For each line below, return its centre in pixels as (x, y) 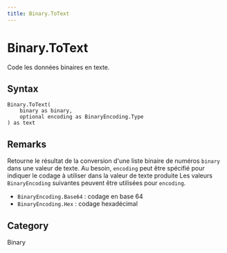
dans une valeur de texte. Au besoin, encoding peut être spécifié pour (106, 168)
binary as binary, (46, 111)
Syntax (23, 88)
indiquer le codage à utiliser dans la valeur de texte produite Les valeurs (110, 176)
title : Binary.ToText (38, 14)
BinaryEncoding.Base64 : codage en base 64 (80, 197)
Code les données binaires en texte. (58, 67)
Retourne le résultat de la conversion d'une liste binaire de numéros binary (113, 161)
